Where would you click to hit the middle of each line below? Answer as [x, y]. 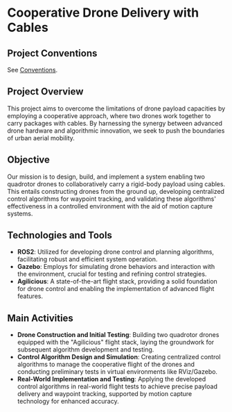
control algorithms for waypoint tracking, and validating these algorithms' [112, 199]
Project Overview [45, 92]
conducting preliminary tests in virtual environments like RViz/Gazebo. [117, 372]
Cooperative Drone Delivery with [103, 13]
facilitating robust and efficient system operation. [87, 259]
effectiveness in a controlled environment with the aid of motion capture [110, 206]
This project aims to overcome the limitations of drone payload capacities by [116, 108]
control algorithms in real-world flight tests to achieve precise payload [117, 386]
